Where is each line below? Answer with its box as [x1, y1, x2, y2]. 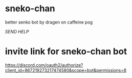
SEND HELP [5, 28, 29, 34]
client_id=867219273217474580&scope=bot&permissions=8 [5, 67, 127, 73]
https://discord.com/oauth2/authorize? [5, 62, 83, 68]
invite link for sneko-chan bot [5, 46, 127, 57]
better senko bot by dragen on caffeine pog [5, 19, 93, 25]
